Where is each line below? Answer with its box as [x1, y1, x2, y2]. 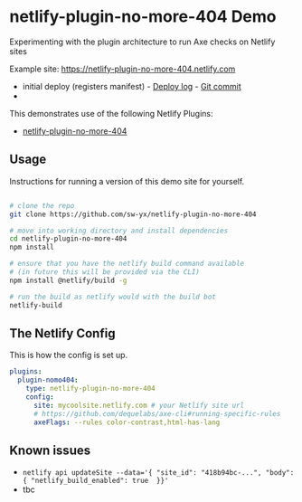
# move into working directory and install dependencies [9, 226, 229, 235]
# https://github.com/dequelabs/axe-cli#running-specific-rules [33, 409, 281, 418]
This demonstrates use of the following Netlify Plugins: [9, 108, 214, 118]
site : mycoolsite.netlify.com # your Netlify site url [33, 401, 245, 410]
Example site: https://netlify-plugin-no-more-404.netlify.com [9, 63, 236, 74]
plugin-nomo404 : [17, 375, 79, 385]
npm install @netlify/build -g [9, 276, 127, 285]
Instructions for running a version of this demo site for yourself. [9, 175, 245, 186]
